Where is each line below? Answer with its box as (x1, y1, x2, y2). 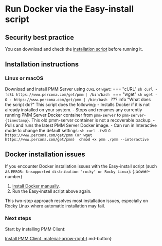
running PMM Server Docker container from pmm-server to (5, 112, 121, 118)
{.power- (132, 168, 150, 174)
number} (5, 173, 23, 179)
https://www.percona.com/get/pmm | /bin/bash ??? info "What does (14, 96, 151, 102)
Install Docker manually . (12, 183, 60, 189)
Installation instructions (5, 60, 79, 69)
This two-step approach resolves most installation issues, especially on (5, 198, 148, 204)
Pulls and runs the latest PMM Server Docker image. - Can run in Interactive (5, 122, 157, 128)
